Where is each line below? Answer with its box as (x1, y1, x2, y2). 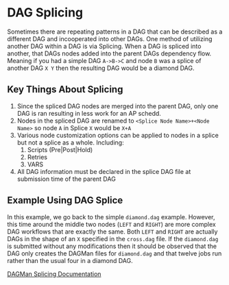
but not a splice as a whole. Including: (16, 138, 125, 147)
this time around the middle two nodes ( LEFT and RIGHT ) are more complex (7, 220, 216, 228)
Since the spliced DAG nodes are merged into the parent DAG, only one (16, 101, 219, 110)
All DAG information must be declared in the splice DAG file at (16, 167, 191, 175)
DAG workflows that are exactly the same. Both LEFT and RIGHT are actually (7, 227, 218, 236)
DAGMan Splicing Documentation (7, 269, 101, 278)
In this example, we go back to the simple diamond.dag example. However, (7, 212, 215, 221)
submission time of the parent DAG (16, 175, 117, 183)
